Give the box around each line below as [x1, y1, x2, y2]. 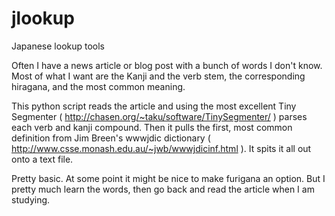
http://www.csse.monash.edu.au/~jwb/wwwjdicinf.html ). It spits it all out [11, 142, 312, 154]
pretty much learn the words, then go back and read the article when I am [11, 183, 315, 195]
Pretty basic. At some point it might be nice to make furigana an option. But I [11, 172, 326, 184]
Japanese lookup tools [11, 40, 106, 52]
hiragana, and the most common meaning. [11, 80, 186, 92]
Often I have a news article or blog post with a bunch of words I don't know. [11, 59, 323, 71]
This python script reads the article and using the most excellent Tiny [11, 100, 297, 112]
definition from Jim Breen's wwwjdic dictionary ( [11, 132, 211, 144]
